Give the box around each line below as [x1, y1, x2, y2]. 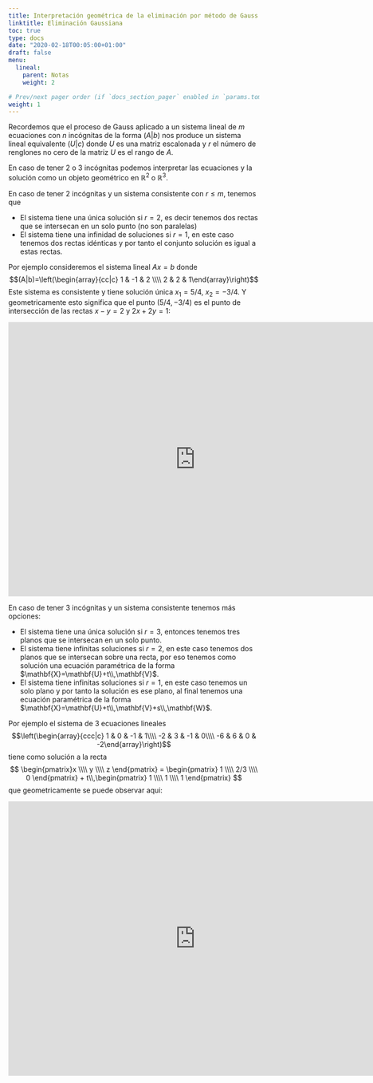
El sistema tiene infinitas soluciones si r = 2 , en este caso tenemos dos [19, 643, 253, 653]
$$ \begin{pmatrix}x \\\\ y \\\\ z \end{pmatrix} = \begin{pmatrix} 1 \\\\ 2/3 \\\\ [10, 764, 258, 774]
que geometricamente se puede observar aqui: [8, 785, 163, 795]
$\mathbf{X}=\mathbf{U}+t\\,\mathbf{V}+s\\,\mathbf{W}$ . [19, 703, 213, 713]
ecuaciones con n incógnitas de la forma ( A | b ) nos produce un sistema [8, 131, 241, 140]
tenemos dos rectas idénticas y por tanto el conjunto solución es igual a [19, 238, 257, 247]
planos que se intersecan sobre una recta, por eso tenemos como [19, 652, 237, 662]
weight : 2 [22, 78, 56, 86]
